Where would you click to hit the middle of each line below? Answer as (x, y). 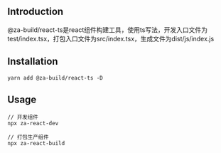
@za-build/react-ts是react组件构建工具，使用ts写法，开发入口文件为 (108, 30)
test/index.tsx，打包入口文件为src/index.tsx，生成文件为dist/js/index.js (111, 38)
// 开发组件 (23, 117)
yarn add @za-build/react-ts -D (55, 78)
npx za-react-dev (33, 124)
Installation (33, 62)
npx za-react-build (36, 144)
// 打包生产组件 (28, 137)
